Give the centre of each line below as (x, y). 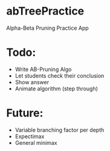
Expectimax (30, 136)
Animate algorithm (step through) (57, 89)
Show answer (32, 82)
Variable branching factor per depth (60, 130)
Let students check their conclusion (60, 75)
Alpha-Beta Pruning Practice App (47, 28)
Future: (25, 113)
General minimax (36, 143)
